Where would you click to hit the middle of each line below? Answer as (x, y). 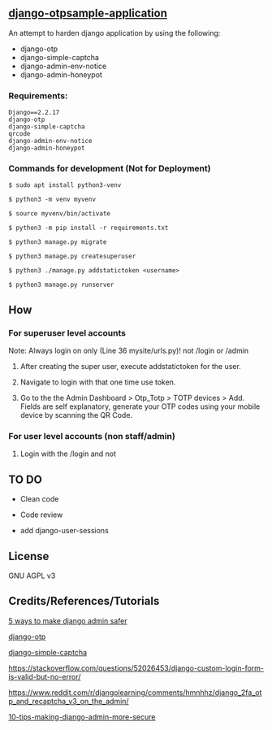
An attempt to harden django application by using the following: (114, 33)
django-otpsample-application (88, 13)
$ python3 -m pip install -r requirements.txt (89, 228)
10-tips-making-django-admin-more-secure (82, 717)
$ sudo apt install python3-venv (65, 185)
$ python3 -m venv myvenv (52, 200)
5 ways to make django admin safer (68, 620)
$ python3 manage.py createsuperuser (72, 256)
